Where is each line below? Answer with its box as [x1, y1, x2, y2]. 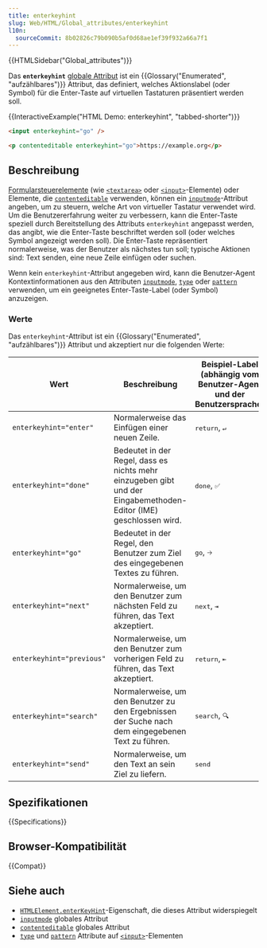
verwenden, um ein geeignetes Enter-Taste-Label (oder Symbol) [8, 284, 219, 295]
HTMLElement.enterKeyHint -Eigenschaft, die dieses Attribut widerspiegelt [19, 905, 257, 915]
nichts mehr [114, 465, 158, 476]
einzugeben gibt [114, 475, 175, 486]
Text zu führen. [114, 736, 171, 747]
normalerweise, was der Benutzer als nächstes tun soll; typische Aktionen [8, 244, 250, 253]
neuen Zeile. [114, 432, 161, 443]
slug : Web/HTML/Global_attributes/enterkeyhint [8, 19, 169, 27]
